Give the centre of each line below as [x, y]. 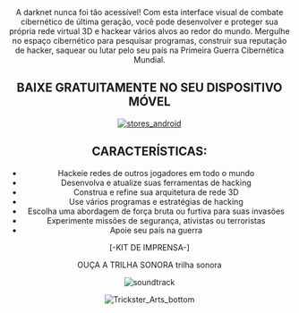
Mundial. [149, 59]
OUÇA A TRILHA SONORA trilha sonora [149, 265]
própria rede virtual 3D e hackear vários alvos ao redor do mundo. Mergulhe [149, 31]
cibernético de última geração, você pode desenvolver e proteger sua [149, 21]
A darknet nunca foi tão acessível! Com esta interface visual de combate [149, 12]
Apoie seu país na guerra [156, 230]
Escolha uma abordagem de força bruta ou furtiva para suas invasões [156, 211]
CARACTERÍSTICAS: [149, 152]
